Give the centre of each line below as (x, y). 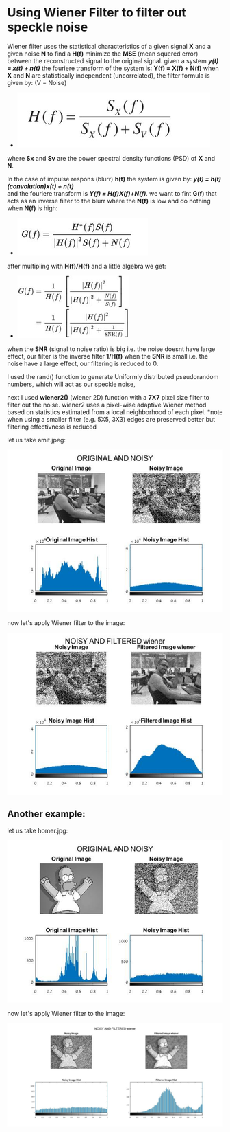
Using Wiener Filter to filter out (97, 13)
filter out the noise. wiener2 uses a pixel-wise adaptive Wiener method (107, 405)
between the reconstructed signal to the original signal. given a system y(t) (113, 60)
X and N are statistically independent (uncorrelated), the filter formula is (108, 75)
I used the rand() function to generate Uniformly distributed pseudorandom (113, 376)
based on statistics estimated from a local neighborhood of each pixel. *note (115, 412)
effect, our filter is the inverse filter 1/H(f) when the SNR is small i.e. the (108, 356)
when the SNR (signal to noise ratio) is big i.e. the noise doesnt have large (111, 349)
